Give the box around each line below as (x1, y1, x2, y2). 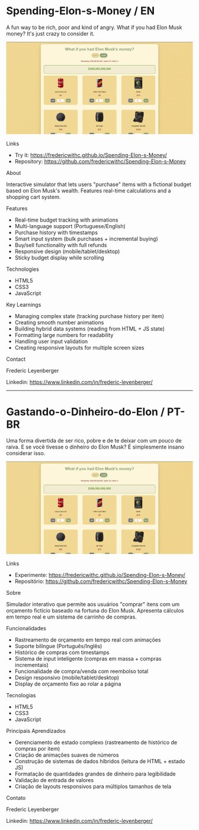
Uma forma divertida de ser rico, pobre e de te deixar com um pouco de (6, 437, 182, 444)
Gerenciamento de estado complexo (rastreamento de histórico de (14, 739, 178, 746)
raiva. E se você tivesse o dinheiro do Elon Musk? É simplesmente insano (6, 443, 185, 451)
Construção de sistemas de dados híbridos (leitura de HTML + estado (14, 757, 185, 765)
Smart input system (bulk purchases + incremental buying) (14, 235, 158, 242)
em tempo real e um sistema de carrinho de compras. (6, 613, 137, 620)
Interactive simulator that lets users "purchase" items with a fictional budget (6, 181, 191, 188)
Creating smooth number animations (14, 319, 104, 326)
